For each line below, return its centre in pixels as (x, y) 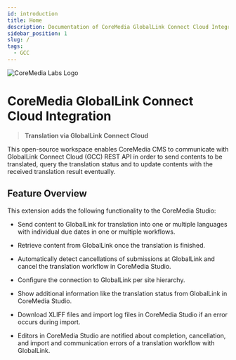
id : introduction (33, 14)
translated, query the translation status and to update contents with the (110, 164)
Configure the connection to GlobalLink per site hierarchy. (101, 280)
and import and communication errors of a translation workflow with (116, 343)
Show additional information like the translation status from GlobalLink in (122, 293)
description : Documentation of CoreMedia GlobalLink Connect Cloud (108, 27)
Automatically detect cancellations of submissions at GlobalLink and (116, 259)
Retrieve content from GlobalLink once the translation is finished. (111, 245)
